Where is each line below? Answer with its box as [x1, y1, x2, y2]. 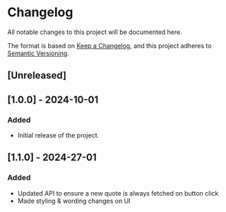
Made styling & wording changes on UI [17, 196, 131, 205]
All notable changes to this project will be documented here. [7, 28, 182, 36]
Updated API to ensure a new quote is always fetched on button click [17, 189, 219, 197]
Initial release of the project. [17, 131, 100, 140]
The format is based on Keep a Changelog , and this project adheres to [7, 41, 212, 50]
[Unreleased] [7, 69, 67, 82]
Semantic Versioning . [7, 49, 69, 57]
